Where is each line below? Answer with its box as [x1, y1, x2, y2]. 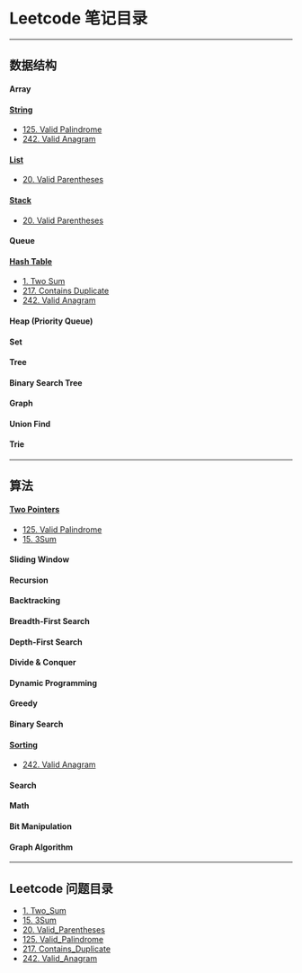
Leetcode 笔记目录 [9, 8, 148, 29]
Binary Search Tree [9, 377, 83, 388]
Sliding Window [9, 554, 70, 565]
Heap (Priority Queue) [9, 316, 93, 326]
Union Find [9, 418, 51, 429]
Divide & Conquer [9, 657, 76, 668]
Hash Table [9, 255, 52, 266]
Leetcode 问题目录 [9, 880, 114, 896]
